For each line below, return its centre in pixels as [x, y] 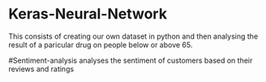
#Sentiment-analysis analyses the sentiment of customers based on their [131, 60]
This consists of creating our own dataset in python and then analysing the [133, 36]
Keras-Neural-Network [88, 14]
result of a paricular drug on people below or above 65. [101, 44]
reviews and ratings [41, 68]
